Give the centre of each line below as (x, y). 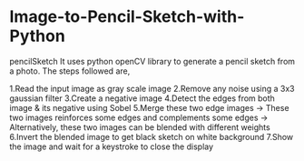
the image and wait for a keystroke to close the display (112, 146)
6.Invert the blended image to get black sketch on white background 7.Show (152, 136)
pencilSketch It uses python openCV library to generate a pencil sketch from (152, 61)
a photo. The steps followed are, (70, 71)
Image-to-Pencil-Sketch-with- (127, 17)
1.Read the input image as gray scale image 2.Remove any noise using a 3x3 (152, 88)
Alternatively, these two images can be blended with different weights (140, 127)
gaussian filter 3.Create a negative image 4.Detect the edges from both (142, 98)
